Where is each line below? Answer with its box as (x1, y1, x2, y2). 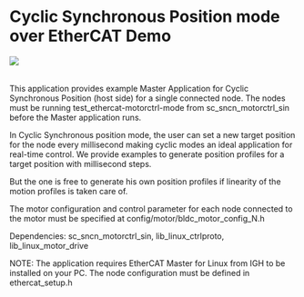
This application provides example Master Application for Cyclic (9, 83, 248, 94)
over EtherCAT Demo (9, 25, 171, 46)
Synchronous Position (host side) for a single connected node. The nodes (9, 93, 286, 104)
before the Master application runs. (9, 112, 142, 123)
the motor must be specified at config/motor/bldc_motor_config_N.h (9, 213, 266, 223)
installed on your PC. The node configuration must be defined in (9, 267, 250, 278)
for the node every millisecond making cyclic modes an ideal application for (9, 139, 293, 150)
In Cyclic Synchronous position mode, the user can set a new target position (9, 129, 296, 140)
